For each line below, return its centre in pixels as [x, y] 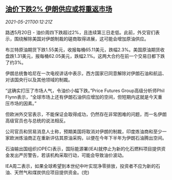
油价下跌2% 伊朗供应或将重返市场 [59, 9]
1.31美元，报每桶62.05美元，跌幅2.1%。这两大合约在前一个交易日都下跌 [90, 56]
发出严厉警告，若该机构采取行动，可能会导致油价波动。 [68, 155]
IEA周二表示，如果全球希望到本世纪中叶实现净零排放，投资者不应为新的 [81, 166]
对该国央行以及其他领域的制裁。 [39, 80]
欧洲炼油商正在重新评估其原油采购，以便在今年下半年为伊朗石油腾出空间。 [88, 138]
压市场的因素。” [21, 103]
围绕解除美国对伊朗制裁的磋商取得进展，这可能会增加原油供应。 [81, 39]
